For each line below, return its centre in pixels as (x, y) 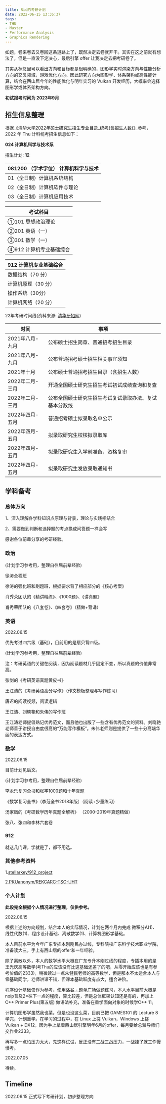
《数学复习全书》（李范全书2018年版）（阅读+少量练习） (61, 802)
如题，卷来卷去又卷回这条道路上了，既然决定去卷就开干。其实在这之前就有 (81, 52)
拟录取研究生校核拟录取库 (78, 435)
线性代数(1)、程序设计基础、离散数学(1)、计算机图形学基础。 (66, 934)
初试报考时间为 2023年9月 (32, 97)
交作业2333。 (19, 1031)
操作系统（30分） (28, 293)
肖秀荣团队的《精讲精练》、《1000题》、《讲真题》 (54, 596)
